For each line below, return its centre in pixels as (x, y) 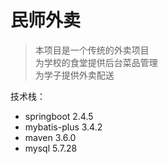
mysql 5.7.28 (51, 148)
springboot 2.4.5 (59, 116)
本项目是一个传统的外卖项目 (92, 50)
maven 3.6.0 (50, 137)
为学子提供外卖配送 (74, 75)
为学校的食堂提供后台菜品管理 (96, 62)
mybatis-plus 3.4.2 (63, 127)
